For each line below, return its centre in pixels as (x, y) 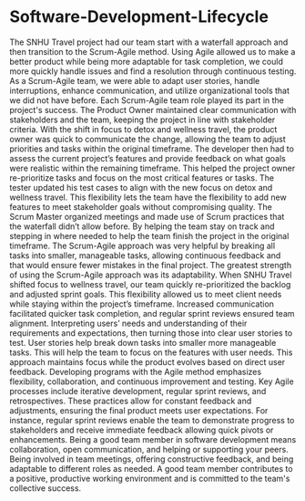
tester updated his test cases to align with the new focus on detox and (141, 187)
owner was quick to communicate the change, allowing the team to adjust (148, 139)
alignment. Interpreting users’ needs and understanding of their (128, 323)
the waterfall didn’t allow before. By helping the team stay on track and (142, 226)
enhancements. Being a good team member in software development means (153, 439)
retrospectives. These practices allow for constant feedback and (131, 401)
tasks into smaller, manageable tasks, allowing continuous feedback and (145, 255)
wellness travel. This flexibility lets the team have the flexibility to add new (148, 197)
